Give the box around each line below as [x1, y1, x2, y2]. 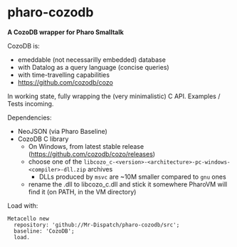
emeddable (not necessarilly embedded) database [17, 55, 166, 64]
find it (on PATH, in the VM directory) [28, 187, 137, 196]
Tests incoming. [7, 99, 54, 107]
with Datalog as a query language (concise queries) [17, 63, 169, 71]
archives [88, 164, 113, 173]
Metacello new [7, 215, 50, 222]
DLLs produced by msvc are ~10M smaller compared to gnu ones [38, 172, 226, 181]
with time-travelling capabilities [17, 70, 110, 79]
